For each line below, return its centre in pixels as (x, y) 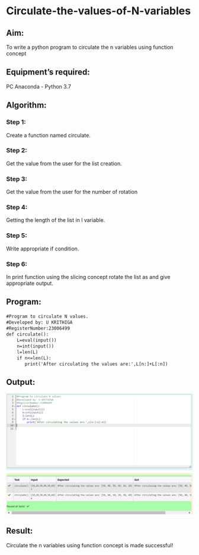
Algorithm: (26, 105)
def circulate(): (28, 334)
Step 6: (17, 264)
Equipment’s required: (48, 72)
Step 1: (16, 122)
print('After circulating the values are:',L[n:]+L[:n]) (96, 364)
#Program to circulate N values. (47, 316)
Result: (20, 531)
